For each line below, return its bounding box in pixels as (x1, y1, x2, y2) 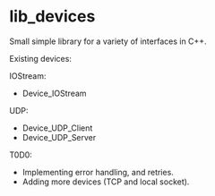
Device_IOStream (21, 88, 87, 98)
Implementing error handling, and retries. (21, 166, 175, 177)
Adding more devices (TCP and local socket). (21, 176, 190, 187)
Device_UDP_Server (21, 132, 97, 142)
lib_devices (9, 6, 96, 27)
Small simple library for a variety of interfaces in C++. (9, 36, 208, 47)
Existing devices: (9, 53, 72, 64)
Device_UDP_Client (21, 123, 93, 133)
